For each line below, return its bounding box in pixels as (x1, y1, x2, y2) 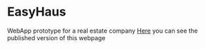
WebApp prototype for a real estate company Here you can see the (7, 27, 198, 35)
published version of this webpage (7, 33, 106, 42)
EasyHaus (7, 4, 67, 20)
